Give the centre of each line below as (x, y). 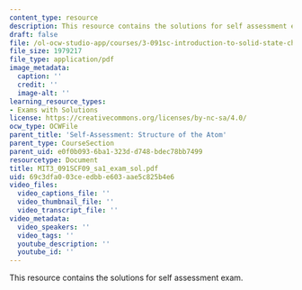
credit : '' (38, 85)
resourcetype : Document (54, 160)
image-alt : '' (44, 93)
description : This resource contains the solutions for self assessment (148, 26)
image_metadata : (40, 68)
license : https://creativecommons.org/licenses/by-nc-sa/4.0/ (128, 118)
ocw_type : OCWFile (44, 127)
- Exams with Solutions (54, 110)
